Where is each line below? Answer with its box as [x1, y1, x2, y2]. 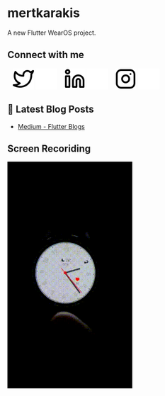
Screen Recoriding [7, 142, 91, 154]
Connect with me [7, 49, 85, 61]
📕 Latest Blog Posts [7, 103, 94, 115]
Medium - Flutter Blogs [17, 122, 85, 130]
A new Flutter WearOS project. [7, 28, 96, 37]
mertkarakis [7, 5, 80, 21]
